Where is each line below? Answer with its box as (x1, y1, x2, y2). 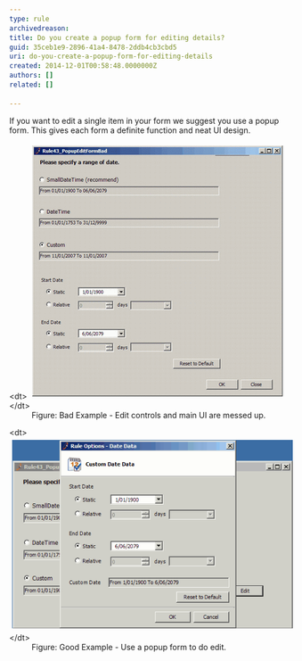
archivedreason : (9, 23, 69, 33)
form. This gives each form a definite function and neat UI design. (9, 125, 251, 136)
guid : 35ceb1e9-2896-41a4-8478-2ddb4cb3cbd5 (9, 43, 177, 52)
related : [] (9, 80, 53, 89)
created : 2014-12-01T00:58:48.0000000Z (9, 62, 158, 70)
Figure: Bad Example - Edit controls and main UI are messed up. (31, 409, 266, 420)
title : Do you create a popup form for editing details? (9, 33, 225, 42)
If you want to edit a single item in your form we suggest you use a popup (9, 115, 280, 126)
